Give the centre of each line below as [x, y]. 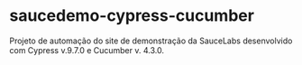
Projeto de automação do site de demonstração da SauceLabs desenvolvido [151, 41]
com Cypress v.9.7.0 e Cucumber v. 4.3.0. [87, 50]
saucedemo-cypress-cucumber [132, 16]
